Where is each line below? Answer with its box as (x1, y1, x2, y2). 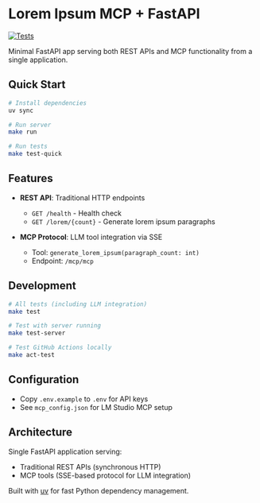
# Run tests (8, 142, 48, 151)
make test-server (8, 329, 66, 338)
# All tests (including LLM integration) (8, 300, 148, 308)
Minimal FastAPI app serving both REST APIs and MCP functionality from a (8, 46, 253, 56)
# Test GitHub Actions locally (8, 343, 112, 352)
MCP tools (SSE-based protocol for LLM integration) (19, 470, 192, 480)
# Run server (8, 121, 52, 129)
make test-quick (8, 150, 62, 158)
